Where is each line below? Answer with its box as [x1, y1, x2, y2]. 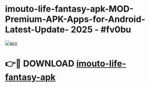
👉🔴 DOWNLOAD [5, 58, 75, 69]
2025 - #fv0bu [70, 24, 131, 35]
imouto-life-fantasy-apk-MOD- [5, 3, 134, 15]
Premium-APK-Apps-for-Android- [5, 14, 146, 25]
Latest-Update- [5, 24, 69, 35]
